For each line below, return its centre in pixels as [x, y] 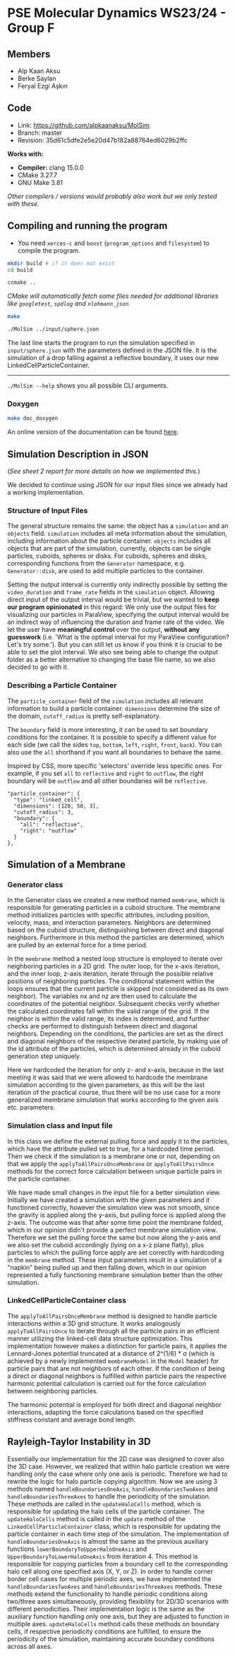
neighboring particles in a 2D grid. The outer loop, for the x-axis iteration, [114, 966]
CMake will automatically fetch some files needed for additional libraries [113, 296]
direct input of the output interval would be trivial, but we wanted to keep [114, 600]
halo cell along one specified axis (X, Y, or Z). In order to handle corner [110, 1571]
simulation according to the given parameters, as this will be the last [106, 1085]
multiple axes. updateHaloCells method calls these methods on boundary [114, 1624]
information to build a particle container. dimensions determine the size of [114, 708]
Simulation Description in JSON [78, 454]
